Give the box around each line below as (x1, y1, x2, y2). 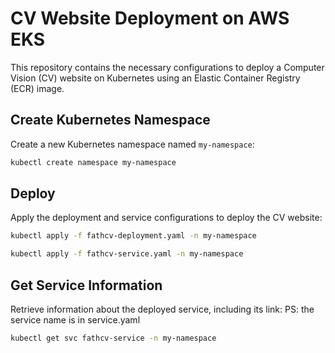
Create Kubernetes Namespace (10, 112, 211, 129)
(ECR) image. (10, 82, 65, 94)
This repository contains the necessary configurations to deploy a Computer (10, 61, 325, 73)
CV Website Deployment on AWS (10, 7, 290, 30)
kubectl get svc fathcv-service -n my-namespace (10, 333, 217, 343)
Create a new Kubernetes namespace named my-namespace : (10, 138, 255, 150)
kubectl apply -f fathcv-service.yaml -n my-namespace (10, 249, 244, 259)
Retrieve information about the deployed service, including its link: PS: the (10, 303, 315, 315)
